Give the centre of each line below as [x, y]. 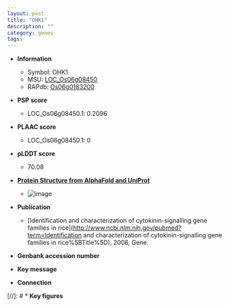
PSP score [32, 100]
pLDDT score [36, 154]
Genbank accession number [58, 256]
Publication [34, 207]
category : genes [30, 33]
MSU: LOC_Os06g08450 [62, 79]
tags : [15, 39]
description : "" [30, 26]
